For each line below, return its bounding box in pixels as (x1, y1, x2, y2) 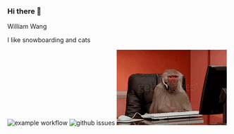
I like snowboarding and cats (7, 36, 91, 44)
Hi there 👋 (7, 6, 42, 16)
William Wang (7, 22, 47, 31)
